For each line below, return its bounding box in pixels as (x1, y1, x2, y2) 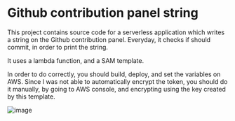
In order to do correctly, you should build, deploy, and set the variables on (7, 70, 221, 78)
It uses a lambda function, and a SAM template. (7, 56, 145, 64)
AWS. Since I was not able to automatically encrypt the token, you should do (7, 77, 228, 85)
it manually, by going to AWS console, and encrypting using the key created (7, 85, 227, 93)
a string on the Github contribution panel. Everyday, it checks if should (7, 35, 211, 43)
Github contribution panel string (7, 5, 199, 21)
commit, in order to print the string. (7, 43, 109, 51)
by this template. (7, 92, 56, 101)
